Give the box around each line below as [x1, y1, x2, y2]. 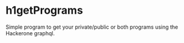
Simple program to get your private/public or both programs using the [5, 23, 179, 30]
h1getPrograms [5, 4, 84, 17]
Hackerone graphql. [5, 29, 55, 36]
